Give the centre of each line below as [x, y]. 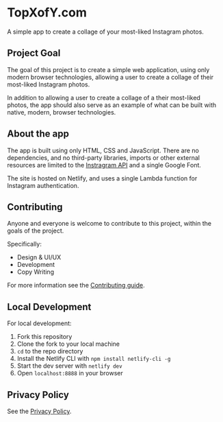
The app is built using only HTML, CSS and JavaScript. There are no [103, 150]
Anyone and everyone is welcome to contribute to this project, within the [109, 224]
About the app [38, 134]
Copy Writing [36, 272]
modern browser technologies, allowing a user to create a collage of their [110, 77]
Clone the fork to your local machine [68, 344]
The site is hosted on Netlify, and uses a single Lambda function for [102, 178]
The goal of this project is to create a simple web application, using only [108, 69]
